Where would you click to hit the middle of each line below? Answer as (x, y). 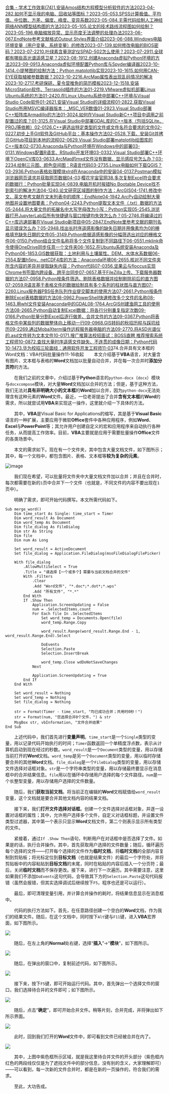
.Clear (39, 581)
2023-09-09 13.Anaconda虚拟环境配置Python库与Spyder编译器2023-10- (84, 64)
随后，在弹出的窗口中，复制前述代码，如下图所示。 (67, 963)
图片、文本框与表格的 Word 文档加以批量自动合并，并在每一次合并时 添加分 (86, 361)
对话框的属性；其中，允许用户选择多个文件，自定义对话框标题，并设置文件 (87, 815)
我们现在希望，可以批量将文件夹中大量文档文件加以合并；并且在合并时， (89, 476)
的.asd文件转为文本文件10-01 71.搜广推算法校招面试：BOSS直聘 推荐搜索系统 (84, 335)
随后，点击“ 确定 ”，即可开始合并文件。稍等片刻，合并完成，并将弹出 (84, 1010)
